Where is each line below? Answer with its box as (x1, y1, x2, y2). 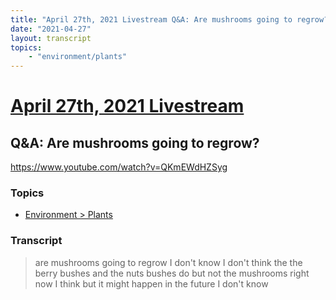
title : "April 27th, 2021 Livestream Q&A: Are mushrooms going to (10, 14, 293, 25)
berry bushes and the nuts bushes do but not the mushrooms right (34, 267, 310, 279)
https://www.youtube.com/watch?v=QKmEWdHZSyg (10, 161, 228, 173)
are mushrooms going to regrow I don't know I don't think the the (34, 256, 303, 268)
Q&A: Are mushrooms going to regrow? (10, 134, 260, 151)
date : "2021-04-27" (10, 24, 92, 34)
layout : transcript (10, 33, 92, 43)
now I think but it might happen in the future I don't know (34, 277, 269, 290)
